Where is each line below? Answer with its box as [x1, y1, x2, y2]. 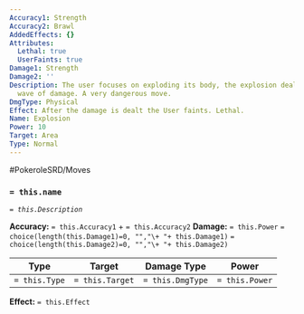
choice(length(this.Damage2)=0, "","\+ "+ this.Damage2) [9, 241, 229, 250]
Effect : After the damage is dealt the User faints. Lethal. [9, 106, 245, 115]
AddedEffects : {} [9, 30, 75, 39]
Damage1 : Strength [9, 64, 79, 73]
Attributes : [9, 38, 54, 48]
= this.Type [14, 275, 66, 286]
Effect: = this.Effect [9, 296, 90, 308]
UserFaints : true [17, 55, 83, 64]
